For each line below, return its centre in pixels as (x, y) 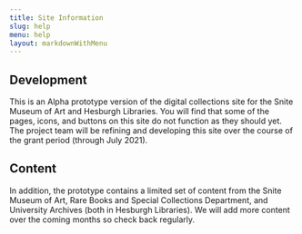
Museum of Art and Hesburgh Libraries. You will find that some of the (140, 112)
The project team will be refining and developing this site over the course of (151, 131)
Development (49, 79)
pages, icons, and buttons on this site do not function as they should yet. (146, 121)
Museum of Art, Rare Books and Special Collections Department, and (139, 200)
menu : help (30, 34)
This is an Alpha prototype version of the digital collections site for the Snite (151, 102)
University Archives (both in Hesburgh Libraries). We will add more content (150, 210)
